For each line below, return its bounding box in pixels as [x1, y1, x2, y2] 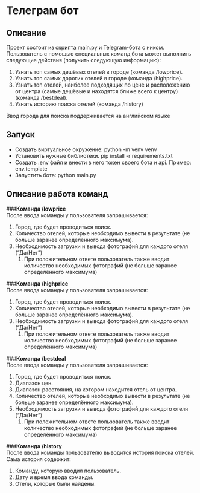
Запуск [6, 129, 35, 140]
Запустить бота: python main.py [14, 171, 96, 178]
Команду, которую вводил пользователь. [14, 467, 122, 474]
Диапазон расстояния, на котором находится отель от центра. [14, 385, 177, 393]
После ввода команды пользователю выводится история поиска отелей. [6, 449, 195, 456]
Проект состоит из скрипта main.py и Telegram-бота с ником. [6, 44, 164, 51]
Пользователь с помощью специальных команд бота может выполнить [6, 50, 192, 57]
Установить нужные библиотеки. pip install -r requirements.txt [14, 152, 173, 159]
